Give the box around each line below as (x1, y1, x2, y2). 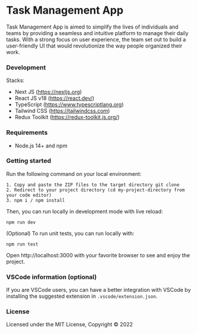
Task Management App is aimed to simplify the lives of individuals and (6, 23, 179, 30)
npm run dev (6, 219, 36, 225)
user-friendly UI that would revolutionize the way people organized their (6, 42, 183, 49)
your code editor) (6, 192, 52, 198)
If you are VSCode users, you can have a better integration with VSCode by (6, 286, 191, 294)
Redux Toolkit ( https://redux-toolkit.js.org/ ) (14, 114, 120, 121)
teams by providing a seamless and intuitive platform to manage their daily (6, 29, 189, 36)
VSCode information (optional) (6, 273, 97, 281)
